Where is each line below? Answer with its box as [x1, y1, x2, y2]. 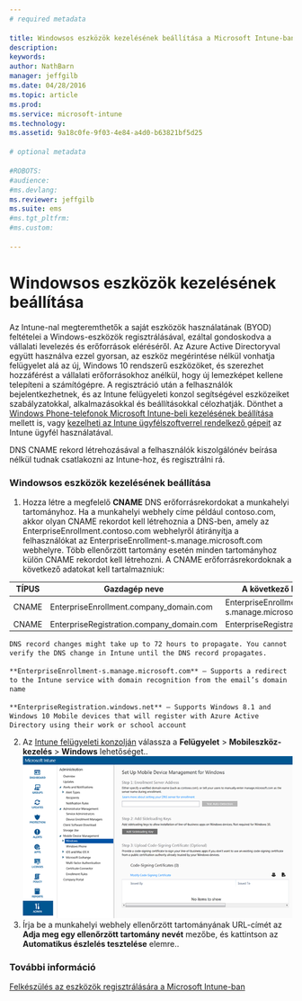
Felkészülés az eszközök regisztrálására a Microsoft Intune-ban [9, 981, 245, 992]
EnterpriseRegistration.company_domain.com [49, 618, 218, 629]
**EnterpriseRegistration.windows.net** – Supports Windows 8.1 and [9, 703, 271, 712]
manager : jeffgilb [9, 72, 78, 81]
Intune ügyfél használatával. [9, 427, 114, 437]
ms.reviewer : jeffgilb [9, 194, 94, 204]
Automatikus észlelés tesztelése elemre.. [22, 938, 180, 949]
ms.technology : [9, 119, 67, 128]
